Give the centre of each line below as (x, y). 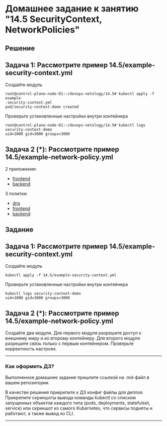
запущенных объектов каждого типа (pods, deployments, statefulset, (78, 403)
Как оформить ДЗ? (30, 366)
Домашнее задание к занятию (72, 9)
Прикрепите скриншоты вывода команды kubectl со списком (71, 397)
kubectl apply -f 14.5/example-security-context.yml (61, 275)
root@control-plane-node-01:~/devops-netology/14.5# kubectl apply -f (80, 94)
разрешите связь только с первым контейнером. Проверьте (70, 343)
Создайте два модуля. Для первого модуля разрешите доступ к (73, 333)
